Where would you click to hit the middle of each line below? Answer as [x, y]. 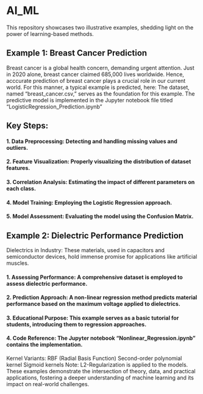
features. [18, 168]
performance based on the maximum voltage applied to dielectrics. [94, 304]
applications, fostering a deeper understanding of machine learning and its [100, 378]
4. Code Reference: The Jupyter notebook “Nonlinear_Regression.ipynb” [101, 338]
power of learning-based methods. [50, 33]
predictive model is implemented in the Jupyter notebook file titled [90, 100]
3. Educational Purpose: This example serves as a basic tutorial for [93, 318]
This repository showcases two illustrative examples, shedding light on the [100, 27]
